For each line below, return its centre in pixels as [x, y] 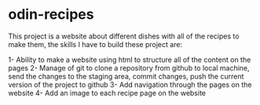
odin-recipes [51, 14]
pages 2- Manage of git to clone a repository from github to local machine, [129, 67]
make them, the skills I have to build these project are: [95, 44]
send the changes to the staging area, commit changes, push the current [126, 76]
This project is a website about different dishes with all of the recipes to [124, 36]
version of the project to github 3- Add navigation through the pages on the [130, 85]
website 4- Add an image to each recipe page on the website [107, 92]
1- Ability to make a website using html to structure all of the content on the [130, 60]
